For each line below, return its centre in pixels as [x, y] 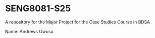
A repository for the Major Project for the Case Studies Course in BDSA [77, 22]
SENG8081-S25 [38, 9]
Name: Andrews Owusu [29, 31]
